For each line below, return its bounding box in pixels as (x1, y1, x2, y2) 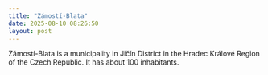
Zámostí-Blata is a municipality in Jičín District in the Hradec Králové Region (8, 49, 260, 59)
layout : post (8, 27, 52, 35)
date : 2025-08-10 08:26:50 (8, 19, 99, 27)
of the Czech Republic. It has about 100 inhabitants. (8, 57, 179, 67)
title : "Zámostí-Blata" (8, 11, 89, 20)
